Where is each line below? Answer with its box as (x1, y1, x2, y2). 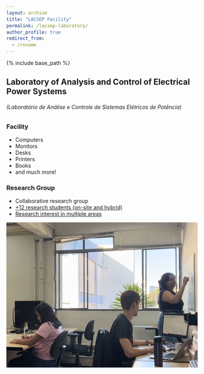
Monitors (15, 142, 38, 150)
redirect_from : (6, 35, 45, 42)
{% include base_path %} (6, 60, 70, 66)
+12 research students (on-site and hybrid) (15, 204, 123, 211)
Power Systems (6, 86, 67, 97)
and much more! (15, 168, 56, 176)
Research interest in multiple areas (15, 210, 102, 218)
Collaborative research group (15, 198, 89, 205)
